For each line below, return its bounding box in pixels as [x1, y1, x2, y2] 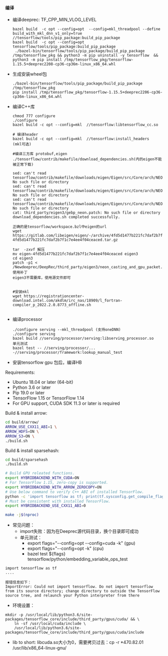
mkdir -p [5, 612, 23, 617]
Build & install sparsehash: [5, 447, 59, 453]
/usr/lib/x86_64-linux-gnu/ [12, 645, 66, 651]
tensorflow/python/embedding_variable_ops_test [27, 556, 128, 562]
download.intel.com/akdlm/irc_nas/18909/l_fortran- [12, 298, 122, 303]
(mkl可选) [12, 142, 31, 147]
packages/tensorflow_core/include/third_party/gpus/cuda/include [5, 630, 144, 635]
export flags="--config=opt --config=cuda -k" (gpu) [27, 540, 136, 546]
